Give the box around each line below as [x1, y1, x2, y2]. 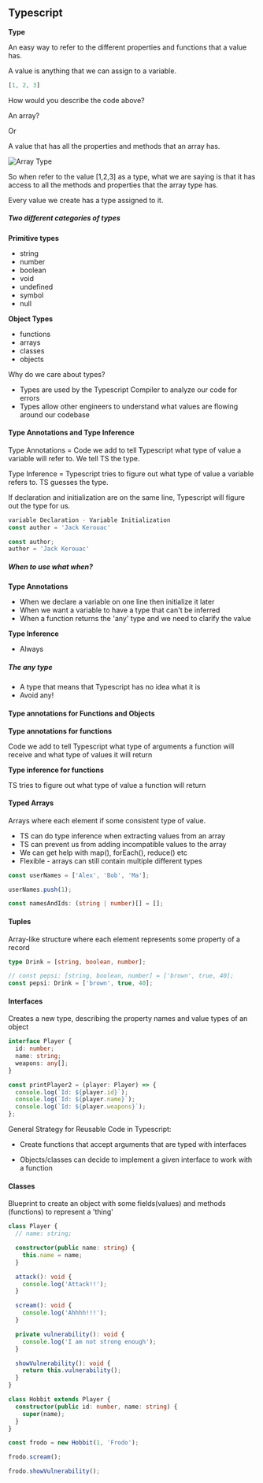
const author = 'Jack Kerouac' [8, 523, 111, 531]
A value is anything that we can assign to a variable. [8, 66, 177, 76]
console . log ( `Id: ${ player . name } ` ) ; [15, 1096, 135, 1104]
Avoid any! [19, 690, 54, 700]
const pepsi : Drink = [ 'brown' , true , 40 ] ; [8, 979, 154, 987]
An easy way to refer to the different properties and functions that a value [8, 43, 247, 52]
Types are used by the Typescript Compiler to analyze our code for [19, 385, 238, 394]
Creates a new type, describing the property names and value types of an [8, 1014, 248, 1023]
